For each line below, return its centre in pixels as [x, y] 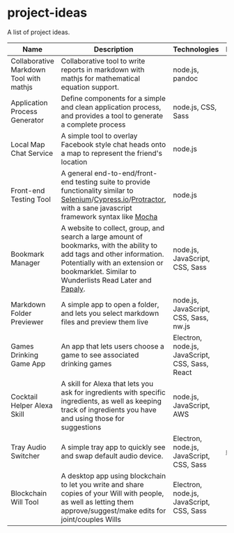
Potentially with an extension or [112, 262]
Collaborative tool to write [103, 61]
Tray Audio [29, 447]
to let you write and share [102, 484]
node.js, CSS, [195, 107]
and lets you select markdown [110, 313]
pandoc [186, 78]
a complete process [93, 125]
